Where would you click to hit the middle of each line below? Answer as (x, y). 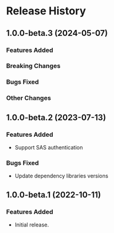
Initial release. (32, 225)
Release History (46, 11)
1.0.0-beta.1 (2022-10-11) (53, 194)
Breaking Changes (34, 66)
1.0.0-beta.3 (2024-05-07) (57, 33)
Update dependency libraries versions (61, 176)
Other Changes (29, 98)
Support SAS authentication (49, 147)
